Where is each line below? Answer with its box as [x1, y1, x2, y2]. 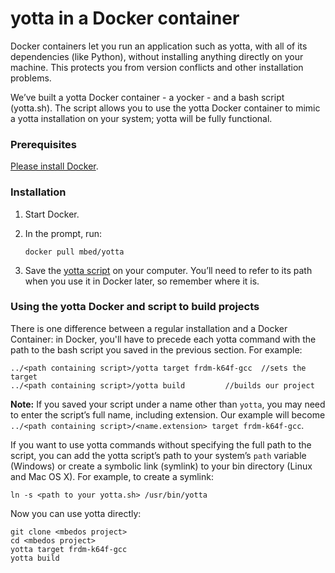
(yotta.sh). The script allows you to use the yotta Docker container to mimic [10, 102, 321, 114]
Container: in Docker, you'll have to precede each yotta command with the [10, 333, 317, 345]
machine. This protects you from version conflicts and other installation [10, 61, 304, 73]
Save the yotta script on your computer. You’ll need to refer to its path [24, 264, 313, 276]
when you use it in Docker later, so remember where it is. [24, 275, 260, 287]
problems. [10, 72, 52, 84]
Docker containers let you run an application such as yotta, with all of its [10, 40, 308, 52]
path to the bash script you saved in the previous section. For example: [10, 343, 303, 356]
